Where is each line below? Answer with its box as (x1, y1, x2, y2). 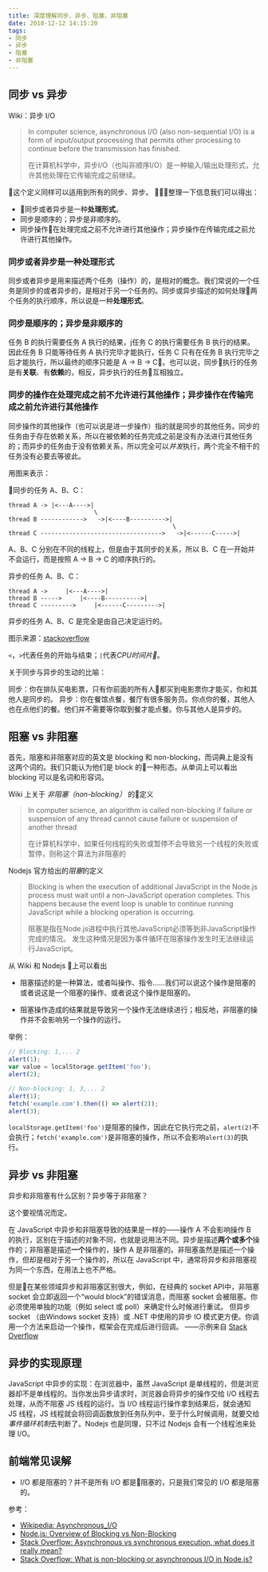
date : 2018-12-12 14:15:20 (8, 19, 98, 27)
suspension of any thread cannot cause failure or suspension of (27, 814, 238, 824)
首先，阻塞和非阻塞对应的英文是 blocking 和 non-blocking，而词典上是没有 (8, 753, 254, 762)
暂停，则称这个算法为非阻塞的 (27, 849, 126, 858)
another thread (27, 822, 77, 832)
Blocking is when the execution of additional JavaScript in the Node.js (27, 882, 258, 892)
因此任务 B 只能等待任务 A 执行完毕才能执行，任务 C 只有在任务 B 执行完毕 (8, 347, 253, 357)
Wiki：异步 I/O (8, 110, 56, 120)
